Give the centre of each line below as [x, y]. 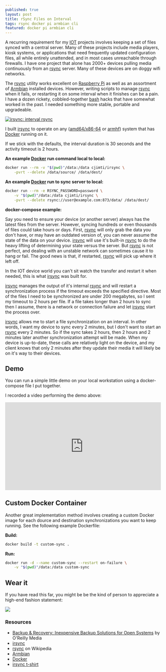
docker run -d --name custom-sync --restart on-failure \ [66, 563]
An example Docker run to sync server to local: [54, 182]
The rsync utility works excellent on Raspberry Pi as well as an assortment [81, 83]
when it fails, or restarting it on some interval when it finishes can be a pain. [82, 94]
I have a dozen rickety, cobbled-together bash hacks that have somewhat [80, 99]
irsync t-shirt [25, 665]
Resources [18, 622]
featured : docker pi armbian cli [40, 28]
